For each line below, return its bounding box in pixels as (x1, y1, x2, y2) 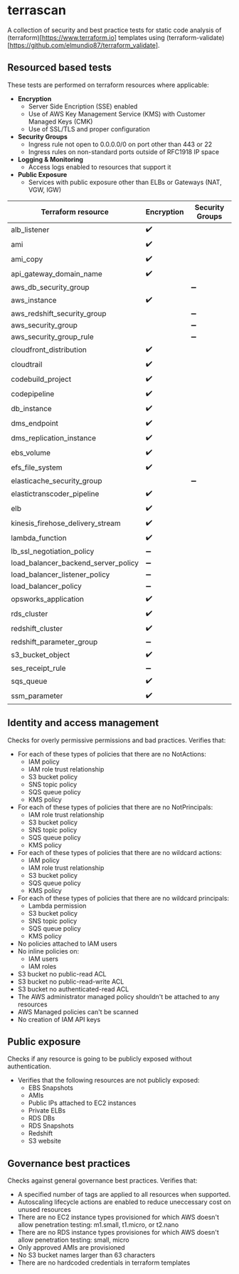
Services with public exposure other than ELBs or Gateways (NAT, (28, 178, 222, 186)
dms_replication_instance (11, 433, 96, 443)
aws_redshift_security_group (11, 308, 107, 318)
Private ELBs (28, 1106, 66, 1115)
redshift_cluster (11, 624, 63, 634)
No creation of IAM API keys (17, 1015, 101, 1023)
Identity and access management (7, 717, 159, 729)
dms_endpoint (11, 418, 59, 428)
